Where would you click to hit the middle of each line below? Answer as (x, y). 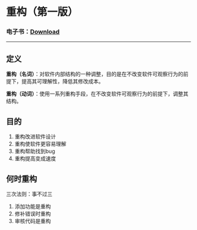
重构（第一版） (42, 12)
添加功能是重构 (33, 206)
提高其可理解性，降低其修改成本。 (62, 81)
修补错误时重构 (33, 214)
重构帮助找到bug (35, 151)
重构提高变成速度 (35, 159)
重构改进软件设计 (35, 137)
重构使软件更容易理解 (40, 144)
